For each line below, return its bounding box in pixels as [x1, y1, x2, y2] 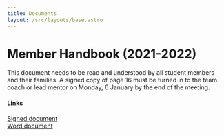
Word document [7, 122, 53, 130]
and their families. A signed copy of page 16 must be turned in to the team [7, 76, 218, 84]
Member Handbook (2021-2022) [7, 46, 197, 62]
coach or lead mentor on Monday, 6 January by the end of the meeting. [7, 83, 210, 91]
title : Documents [7, 10, 57, 17]
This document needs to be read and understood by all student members [7, 69, 215, 77]
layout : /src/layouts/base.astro [7, 16, 103, 23]
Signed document [7, 114, 58, 122]
